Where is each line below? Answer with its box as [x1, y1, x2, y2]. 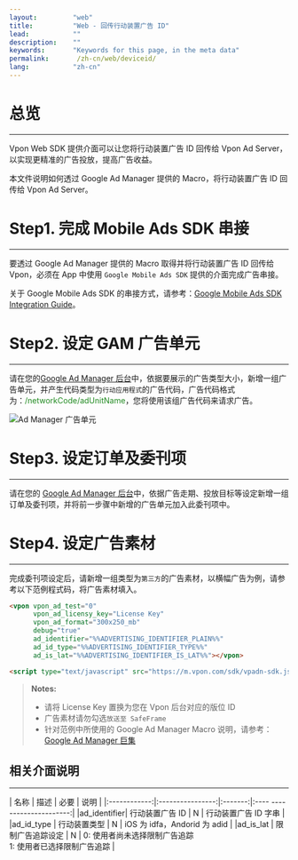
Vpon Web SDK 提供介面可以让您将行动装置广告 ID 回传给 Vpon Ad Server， [9, 143, 288, 154]
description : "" [9, 37, 82, 47]
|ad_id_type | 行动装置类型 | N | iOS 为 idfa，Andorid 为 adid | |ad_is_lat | [9, 819, 274, 830]
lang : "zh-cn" [9, 63, 101, 72]
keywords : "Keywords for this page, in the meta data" [9, 46, 240, 55]
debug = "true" [32, 626, 82, 635]
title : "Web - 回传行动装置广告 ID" [9, 21, 170, 30]
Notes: [30, 683, 57, 694]
